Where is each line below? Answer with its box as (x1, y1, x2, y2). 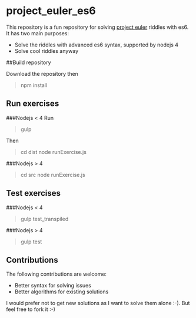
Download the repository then (6, 70, 78, 77)
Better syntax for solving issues (14, 282, 91, 289)
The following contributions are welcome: (6, 270, 107, 277)
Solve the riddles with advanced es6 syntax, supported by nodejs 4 (14, 41, 178, 48)
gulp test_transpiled (20, 215, 69, 222)
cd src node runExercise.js (20, 171, 85, 178)
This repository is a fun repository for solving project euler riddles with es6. (6, 24, 189, 31)
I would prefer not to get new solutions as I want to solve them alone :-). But (6, 300, 190, 307)
